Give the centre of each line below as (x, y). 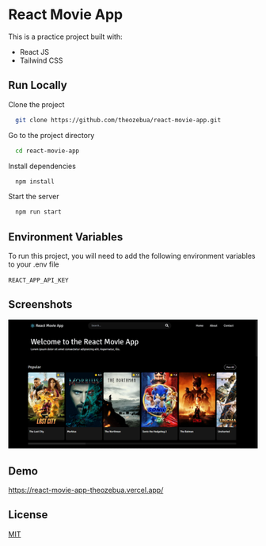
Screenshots (40, 304)
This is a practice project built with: (65, 37)
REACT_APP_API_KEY (38, 281)
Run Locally (38, 85)
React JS (34, 52)
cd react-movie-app (47, 151)
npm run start (38, 212)
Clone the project (36, 104)
